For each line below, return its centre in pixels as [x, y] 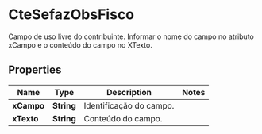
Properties [35, 70]
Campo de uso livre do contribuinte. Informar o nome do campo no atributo [131, 36]
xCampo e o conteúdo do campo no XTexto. [81, 44]
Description [129, 92]
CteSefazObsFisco [71, 15]
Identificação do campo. [129, 105]
